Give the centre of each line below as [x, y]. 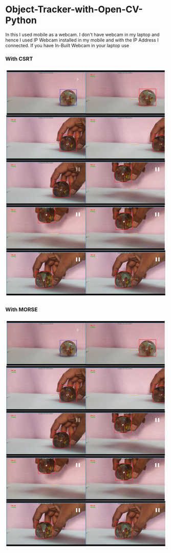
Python [21, 20]
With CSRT [19, 58]
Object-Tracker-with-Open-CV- [74, 9]
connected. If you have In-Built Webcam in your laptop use [67, 45]
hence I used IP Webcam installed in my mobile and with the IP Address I [82, 40]
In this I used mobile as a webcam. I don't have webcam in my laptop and [82, 34]
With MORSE [22, 309]
